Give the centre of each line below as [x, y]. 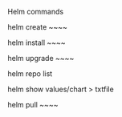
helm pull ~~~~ [33, 105]
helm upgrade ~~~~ [41, 58]
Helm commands [36, 12]
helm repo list [30, 74]
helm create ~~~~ [37, 27]
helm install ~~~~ [37, 42]
